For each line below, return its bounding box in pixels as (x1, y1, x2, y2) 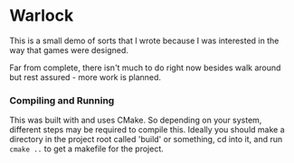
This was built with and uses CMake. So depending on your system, (9, 114, 262, 126)
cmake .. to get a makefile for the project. (9, 143, 165, 154)
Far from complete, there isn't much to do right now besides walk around (9, 62, 281, 73)
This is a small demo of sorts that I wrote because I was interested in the (9, 35, 280, 46)
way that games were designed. (9, 44, 128, 55)
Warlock (9, 5, 74, 26)
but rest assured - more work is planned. (9, 71, 161, 82)
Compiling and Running (9, 94, 115, 106)
